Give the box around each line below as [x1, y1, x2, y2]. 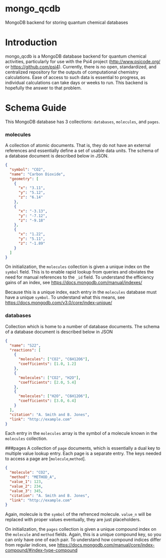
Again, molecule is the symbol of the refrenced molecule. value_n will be [5, 511, 152, 517]
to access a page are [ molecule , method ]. [5, 456, 86, 462]
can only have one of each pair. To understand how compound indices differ [5, 537, 161, 543]
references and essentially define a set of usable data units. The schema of [5, 147, 159, 154]
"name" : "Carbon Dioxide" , [9, 172, 65, 177]
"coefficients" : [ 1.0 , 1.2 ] [18, 361, 77, 366]
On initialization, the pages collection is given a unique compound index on [5, 526, 157, 532]
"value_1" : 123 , [9, 480, 43, 485]
